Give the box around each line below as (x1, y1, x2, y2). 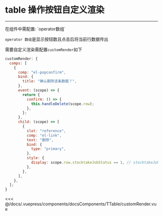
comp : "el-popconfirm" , (17, 70, 66, 75)
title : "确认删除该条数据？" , (22, 79, 77, 84)
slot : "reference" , (26, 128, 66, 133)
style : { (26, 156, 45, 161)
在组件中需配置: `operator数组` (5, 26, 66, 32)
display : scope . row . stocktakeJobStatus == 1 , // (31, 160, 131, 165)
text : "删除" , (26, 137, 54, 142)
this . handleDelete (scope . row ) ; (31, 101, 95, 106)
